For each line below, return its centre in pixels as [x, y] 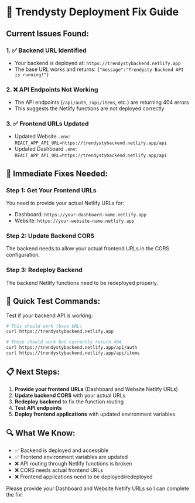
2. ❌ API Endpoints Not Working [52, 89]
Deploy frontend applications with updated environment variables [95, 414]
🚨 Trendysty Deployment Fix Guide [93, 12]
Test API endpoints [38, 407]
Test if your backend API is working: [49, 315]
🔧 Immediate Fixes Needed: [57, 173]
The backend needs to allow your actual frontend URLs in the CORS [88, 249]
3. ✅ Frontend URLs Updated [47, 124]
